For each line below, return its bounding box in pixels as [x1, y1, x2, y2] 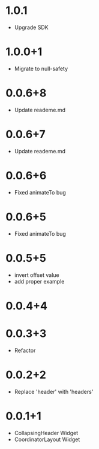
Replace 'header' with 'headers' [14, 388, 94, 395]
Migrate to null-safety [14, 65, 68, 72]
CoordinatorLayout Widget [14, 436, 80, 443]
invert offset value [14, 271, 59, 279]
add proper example [14, 278, 65, 285]
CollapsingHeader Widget [14, 429, 79, 436]
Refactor [14, 347, 36, 354]
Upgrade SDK [14, 24, 49, 31]
